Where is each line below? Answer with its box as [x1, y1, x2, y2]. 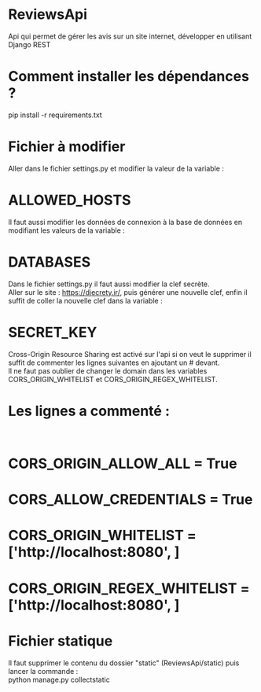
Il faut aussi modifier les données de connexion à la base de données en [8, 217, 242, 226]
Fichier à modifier [8, 138, 126, 156]
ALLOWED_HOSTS [8, 191, 131, 209]
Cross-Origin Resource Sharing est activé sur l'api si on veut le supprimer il [8, 349, 252, 359]
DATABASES [8, 253, 91, 271]
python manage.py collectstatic [8, 675, 110, 684]
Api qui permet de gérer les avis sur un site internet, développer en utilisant [8, 31, 252, 41]
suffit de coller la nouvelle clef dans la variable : [8, 296, 163, 305]
